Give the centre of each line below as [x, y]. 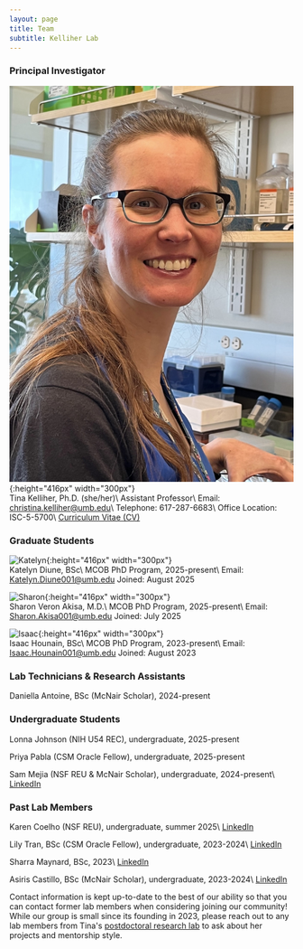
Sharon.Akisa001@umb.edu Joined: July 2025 [96, 616]
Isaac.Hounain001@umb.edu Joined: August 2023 [103, 653]
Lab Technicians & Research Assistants [97, 676]
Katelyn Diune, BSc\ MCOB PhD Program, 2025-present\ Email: [127, 570]
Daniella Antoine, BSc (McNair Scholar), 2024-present [110, 696]
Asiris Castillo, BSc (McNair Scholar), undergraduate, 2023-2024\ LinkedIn [148, 879]
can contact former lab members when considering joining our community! [148, 907]
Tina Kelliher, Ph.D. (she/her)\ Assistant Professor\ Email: [115, 498]
